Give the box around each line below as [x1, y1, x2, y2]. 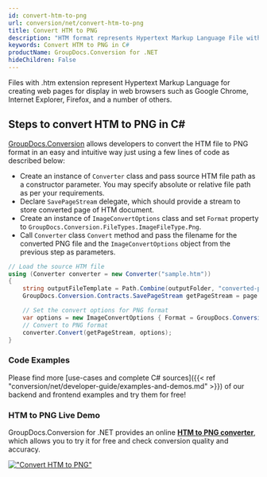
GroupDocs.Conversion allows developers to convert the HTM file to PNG [8, 138, 249, 148]
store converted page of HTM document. [19, 204, 155, 215]
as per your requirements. [19, 188, 105, 197]
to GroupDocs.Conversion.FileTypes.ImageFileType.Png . [19, 222, 202, 231]
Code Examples [8, 355, 70, 366]
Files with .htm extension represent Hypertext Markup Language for [8, 77, 230, 87]
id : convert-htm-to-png [8, 11, 87, 20]
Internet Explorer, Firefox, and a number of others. [8, 95, 172, 104]
